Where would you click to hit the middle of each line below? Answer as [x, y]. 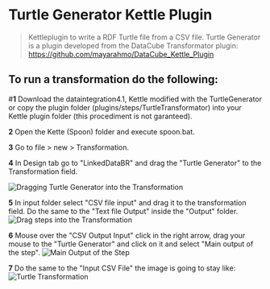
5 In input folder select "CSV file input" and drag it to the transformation [128, 202]
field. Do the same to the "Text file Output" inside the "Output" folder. [123, 211]
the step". [24, 252]
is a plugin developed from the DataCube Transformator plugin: [133, 45]
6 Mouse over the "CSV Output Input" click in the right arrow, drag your [127, 235]
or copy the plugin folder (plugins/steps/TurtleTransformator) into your [125, 107]
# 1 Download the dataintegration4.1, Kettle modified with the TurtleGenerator [135, 99]
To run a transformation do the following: [114, 79]
